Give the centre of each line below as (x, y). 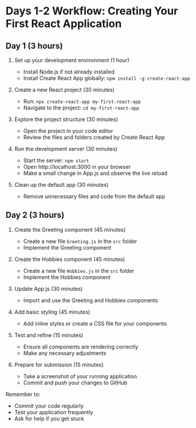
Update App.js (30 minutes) (49, 289)
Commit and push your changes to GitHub (75, 383)
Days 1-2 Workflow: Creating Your (92, 11)
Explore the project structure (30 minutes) (66, 119)
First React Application (64, 24)
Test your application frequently (54, 412)
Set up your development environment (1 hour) (72, 60)
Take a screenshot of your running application (80, 376)
